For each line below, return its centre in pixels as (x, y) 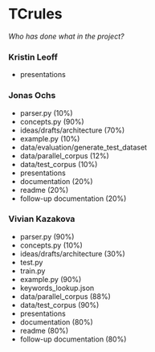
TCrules (35, 14)
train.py (33, 271)
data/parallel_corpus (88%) (65, 296)
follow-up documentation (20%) (73, 199)
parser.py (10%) (47, 113)
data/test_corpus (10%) (59, 164)
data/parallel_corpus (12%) (65, 156)
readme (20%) (44, 190)
